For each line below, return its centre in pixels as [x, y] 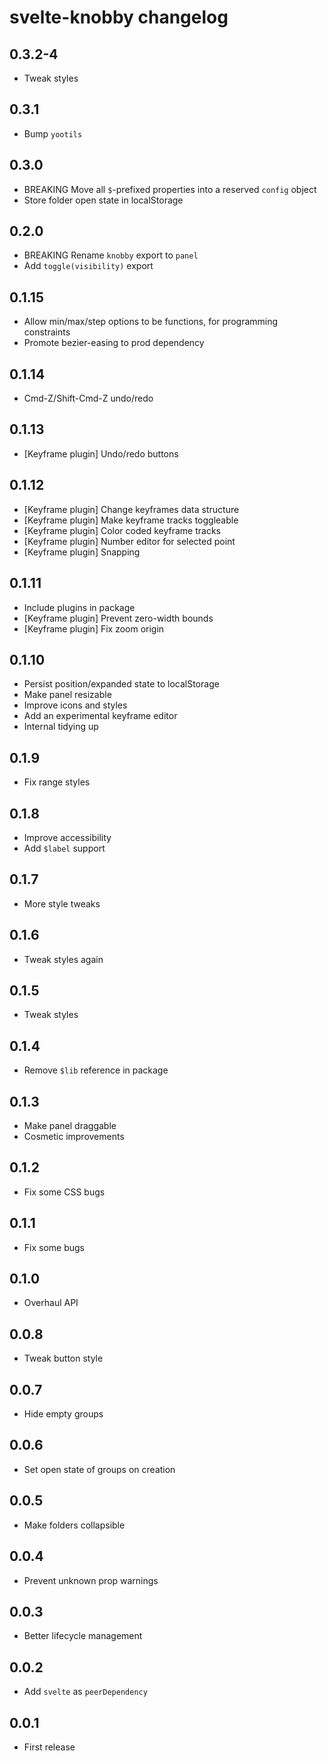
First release [49, 1747]
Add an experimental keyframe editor [100, 716]
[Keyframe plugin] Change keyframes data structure [131, 509]
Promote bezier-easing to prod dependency [114, 343]
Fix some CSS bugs [64, 1192]
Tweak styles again [63, 959]
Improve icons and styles [75, 705]
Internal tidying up [61, 727]
